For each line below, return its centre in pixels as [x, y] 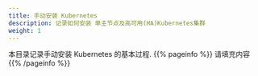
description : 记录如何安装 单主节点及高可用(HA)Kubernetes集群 [107, 23]
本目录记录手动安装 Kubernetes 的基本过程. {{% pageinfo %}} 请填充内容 [129, 54]
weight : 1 [25, 30]
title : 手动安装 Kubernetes [53, 16]
